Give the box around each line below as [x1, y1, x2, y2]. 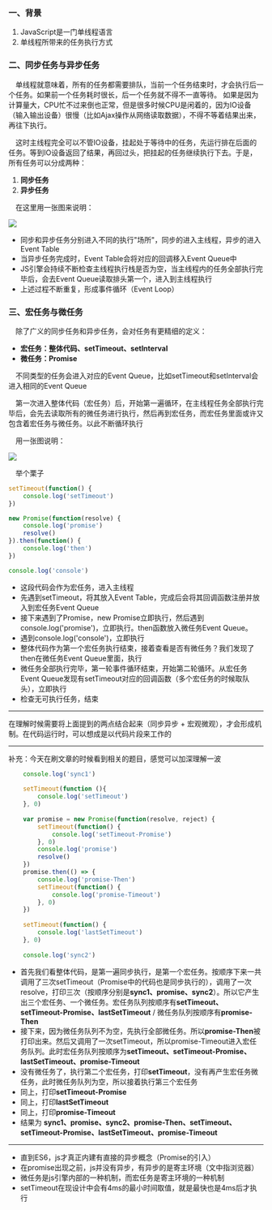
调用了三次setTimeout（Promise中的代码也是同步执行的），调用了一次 [19, 976, 253, 987]
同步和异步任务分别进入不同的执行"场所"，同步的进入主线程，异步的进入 [19, 235, 261, 244]
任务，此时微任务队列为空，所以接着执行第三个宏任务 [19, 1077, 198, 1087]
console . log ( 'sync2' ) [23, 951, 96, 959]
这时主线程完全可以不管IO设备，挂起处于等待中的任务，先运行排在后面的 [15, 137, 257, 147]
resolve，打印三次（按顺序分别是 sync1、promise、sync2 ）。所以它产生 [19, 987, 260, 997]
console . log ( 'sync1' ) [23, 769, 96, 778]
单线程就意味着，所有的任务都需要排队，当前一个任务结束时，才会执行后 [15, 80, 257, 89]
